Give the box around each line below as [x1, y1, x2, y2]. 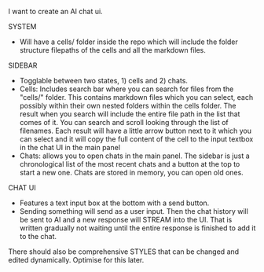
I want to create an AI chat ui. [8, 7, 104, 16]
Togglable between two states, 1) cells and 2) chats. [19, 76, 189, 85]
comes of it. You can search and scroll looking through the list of [19, 118, 229, 127]
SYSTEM [8, 22, 37, 31]
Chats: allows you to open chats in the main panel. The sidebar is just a [19, 151, 250, 160]
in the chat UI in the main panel [19, 143, 120, 152]
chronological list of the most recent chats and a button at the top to [19, 160, 240, 168]
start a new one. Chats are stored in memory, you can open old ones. [19, 168, 244, 177]
